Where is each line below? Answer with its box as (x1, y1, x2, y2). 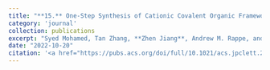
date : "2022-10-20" (8, 42, 74, 50)
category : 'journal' (8, 19, 78, 27)
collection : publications (8, 27, 95, 35)
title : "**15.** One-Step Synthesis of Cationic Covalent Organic (8, 11, 235, 20)
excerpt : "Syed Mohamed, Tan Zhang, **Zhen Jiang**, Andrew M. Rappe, (8, 34, 250, 43)
